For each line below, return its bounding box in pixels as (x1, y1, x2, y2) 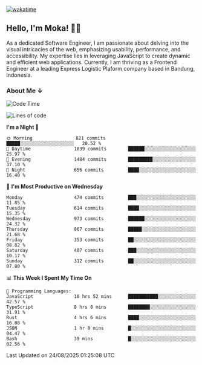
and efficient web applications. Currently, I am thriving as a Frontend (6, 58, 177, 66)
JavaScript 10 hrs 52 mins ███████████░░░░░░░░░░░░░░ (6, 294, 197, 300)
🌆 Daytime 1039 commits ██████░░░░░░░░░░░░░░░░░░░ (6, 146, 197, 152)
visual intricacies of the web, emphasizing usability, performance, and (6, 45, 181, 53)
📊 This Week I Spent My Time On (6, 274, 92, 282)
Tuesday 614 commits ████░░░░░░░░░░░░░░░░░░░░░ (6, 205, 197, 212)
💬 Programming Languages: (6, 288, 71, 294)
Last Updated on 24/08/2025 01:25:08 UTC (6, 352, 115, 359)
